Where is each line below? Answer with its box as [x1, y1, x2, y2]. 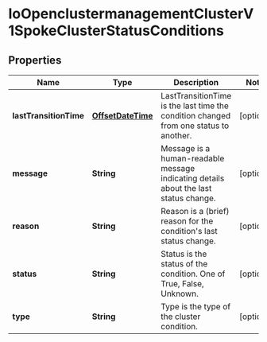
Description [173, 77, 219, 87]
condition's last [161, 226, 219, 236]
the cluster [161, 311, 201, 322]
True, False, [161, 278, 204, 289]
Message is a [161, 143, 211, 154]
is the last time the [161, 100, 229, 111]
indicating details [161, 173, 225, 184]
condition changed [161, 111, 231, 121]
